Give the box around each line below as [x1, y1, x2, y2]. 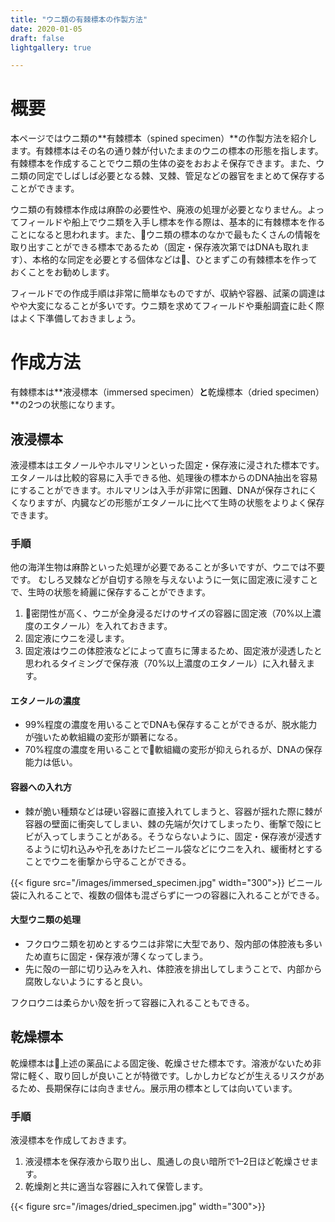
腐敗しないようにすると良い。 [24, 975, 148, 987]
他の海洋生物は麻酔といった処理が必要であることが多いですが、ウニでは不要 [10, 561, 326, 573]
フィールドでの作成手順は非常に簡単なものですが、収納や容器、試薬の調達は [10, 287, 326, 300]
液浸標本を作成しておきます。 [10, 1134, 132, 1146]
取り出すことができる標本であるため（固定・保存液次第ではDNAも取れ [10, 241, 301, 253]
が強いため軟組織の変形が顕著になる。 [24, 731, 183, 743]
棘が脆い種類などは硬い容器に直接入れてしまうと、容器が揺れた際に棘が [24, 805, 323, 817]
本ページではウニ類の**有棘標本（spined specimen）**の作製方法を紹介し [10, 132, 318, 145]
